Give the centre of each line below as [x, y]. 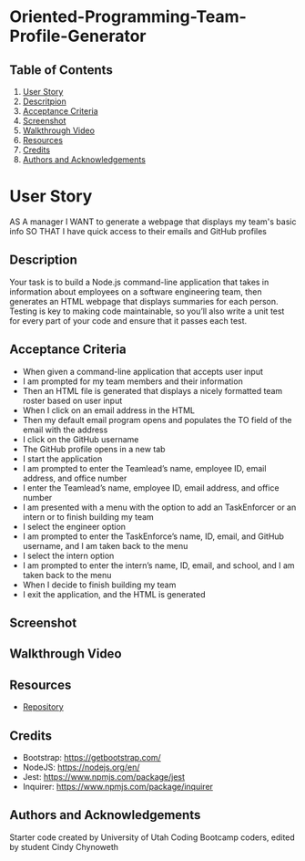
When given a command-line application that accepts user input [143, 371]
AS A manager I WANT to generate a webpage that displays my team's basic [153, 222]
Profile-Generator [78, 36]
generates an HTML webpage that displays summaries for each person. [144, 301]
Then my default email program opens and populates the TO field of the [157, 420]
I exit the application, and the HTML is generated [114, 594]
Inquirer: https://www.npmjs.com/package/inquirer [118, 786]
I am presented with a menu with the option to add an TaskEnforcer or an [159, 507]
